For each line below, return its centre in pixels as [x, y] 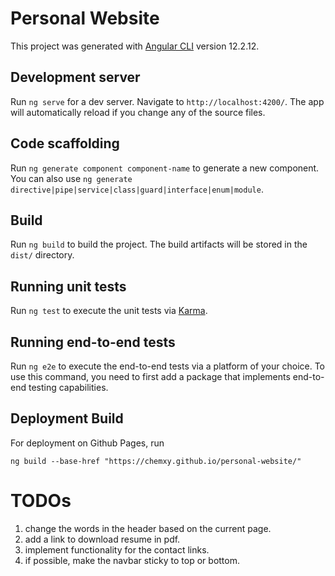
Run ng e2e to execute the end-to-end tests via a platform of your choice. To [168, 366]
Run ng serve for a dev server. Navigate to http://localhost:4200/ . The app [167, 101]
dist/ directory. [42, 255]
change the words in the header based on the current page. [148, 528]
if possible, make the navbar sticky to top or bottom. [132, 560]
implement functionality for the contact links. [117, 549]
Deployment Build [67, 418]
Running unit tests [68, 286]
